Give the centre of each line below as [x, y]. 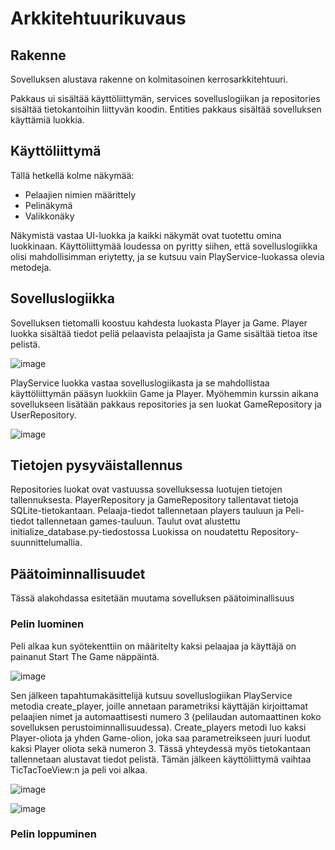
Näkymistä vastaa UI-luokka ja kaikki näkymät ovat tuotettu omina [146, 235]
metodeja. [31, 267]
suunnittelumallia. [46, 543]
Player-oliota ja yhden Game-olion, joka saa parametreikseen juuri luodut [160, 738]
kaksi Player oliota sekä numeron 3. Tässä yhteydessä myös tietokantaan [161, 748]
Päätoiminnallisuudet [78, 573]
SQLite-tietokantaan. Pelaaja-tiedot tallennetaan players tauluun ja [146, 511]
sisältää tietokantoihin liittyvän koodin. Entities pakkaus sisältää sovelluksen [166, 109]
